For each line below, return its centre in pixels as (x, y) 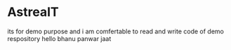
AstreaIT (33, 12)
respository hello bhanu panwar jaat (59, 38)
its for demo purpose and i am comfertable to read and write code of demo (116, 31)
